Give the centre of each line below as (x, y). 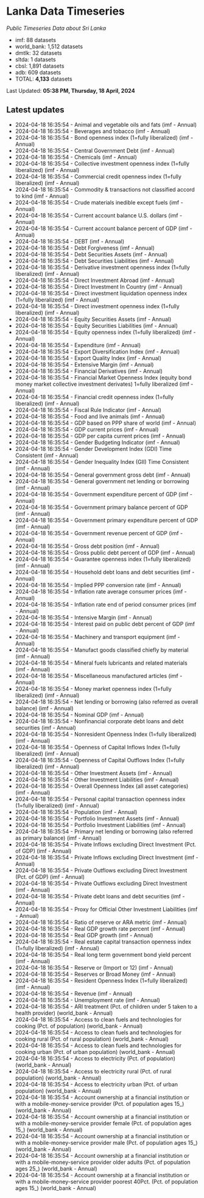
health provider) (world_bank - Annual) (64, 1013)
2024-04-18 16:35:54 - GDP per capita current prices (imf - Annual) (100, 436)
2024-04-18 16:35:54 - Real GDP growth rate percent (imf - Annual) (100, 928)
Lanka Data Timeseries (65, 11)
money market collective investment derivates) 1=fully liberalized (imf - (104, 384)
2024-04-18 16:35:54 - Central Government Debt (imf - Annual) (95, 150)
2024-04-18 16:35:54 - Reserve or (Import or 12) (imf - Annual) (94, 967)
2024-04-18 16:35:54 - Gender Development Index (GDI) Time (93, 449)
